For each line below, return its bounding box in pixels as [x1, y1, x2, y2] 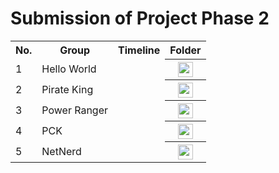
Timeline [118, 43, 161, 57]
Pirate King [41, 82, 94, 96]
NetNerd [41, 144, 82, 158]
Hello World [41, 62, 97, 76]
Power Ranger [41, 103, 109, 117]
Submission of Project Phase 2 [10, 7, 270, 30]
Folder [169, 43, 202, 57]
